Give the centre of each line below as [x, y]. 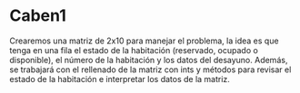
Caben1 [38, 16]
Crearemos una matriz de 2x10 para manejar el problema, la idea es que [144, 41]
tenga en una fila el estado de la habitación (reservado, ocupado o [134, 50]
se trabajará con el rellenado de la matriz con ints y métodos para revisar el [150, 70]
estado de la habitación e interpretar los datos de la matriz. [120, 79]
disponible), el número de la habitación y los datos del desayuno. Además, [149, 60]
